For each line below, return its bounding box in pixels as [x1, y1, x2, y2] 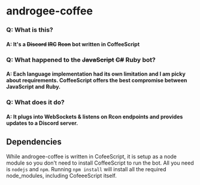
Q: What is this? [6, 26, 54, 34]
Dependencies [6, 137, 62, 147]
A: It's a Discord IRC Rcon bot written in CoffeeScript [6, 40, 140, 47]
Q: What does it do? [6, 98, 65, 106]
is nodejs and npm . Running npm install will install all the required [6, 165, 166, 172]
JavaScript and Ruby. [6, 83, 61, 91]
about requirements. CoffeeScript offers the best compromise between [6, 77, 187, 84]
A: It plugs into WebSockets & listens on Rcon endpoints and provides [6, 113, 183, 120]
